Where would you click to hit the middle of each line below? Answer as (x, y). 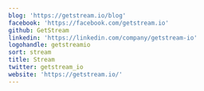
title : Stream (32, 60)
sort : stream (30, 52)
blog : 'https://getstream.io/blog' (67, 15)
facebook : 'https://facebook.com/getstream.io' (89, 23)
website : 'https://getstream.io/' (66, 74)
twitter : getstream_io (46, 67)
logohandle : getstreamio (49, 45)
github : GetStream (39, 30)
